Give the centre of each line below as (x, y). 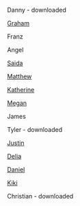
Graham (18, 23)
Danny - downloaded (37, 10)
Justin (16, 143)
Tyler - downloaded (35, 129)
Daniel (16, 170)
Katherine (21, 90)
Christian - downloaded (40, 196)
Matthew (19, 76)
